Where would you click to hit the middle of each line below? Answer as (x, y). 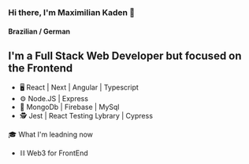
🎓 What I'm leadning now (50, 135)
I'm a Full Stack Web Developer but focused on (125, 55)
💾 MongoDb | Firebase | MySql (69, 107)
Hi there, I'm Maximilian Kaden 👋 (72, 13)
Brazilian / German (39, 31)
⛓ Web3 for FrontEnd (54, 153)
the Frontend (41, 68)
